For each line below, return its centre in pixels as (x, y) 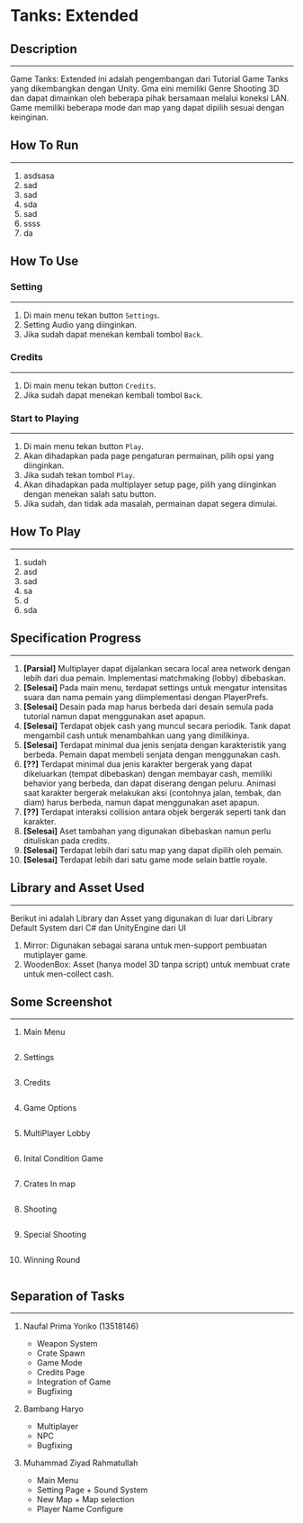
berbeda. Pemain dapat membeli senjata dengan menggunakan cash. (152, 754)
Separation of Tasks (67, 1296)
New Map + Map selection (85, 1500)
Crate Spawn (61, 1353)
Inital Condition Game (63, 1158)
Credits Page (61, 1373)
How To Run (45, 145)
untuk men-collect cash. (68, 974)
